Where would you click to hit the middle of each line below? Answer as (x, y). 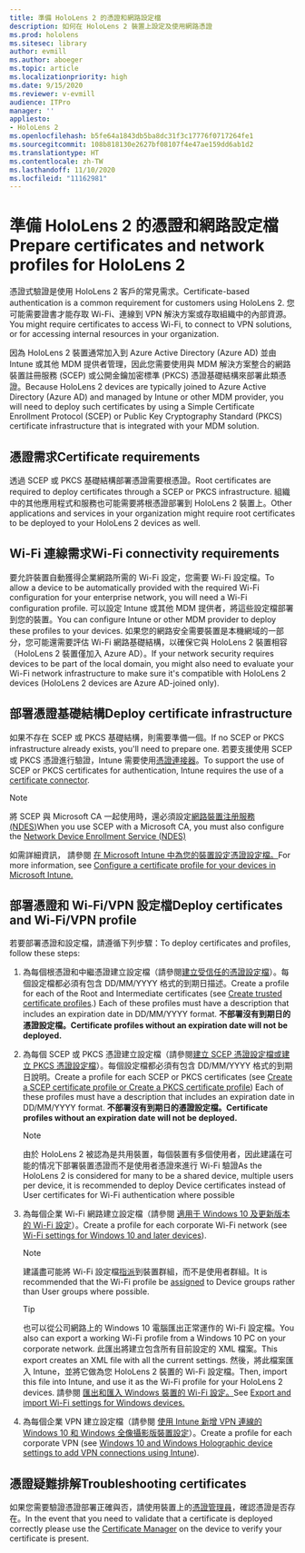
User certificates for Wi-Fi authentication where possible (128, 1195)
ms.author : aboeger (46, 60)
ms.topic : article (44, 69)
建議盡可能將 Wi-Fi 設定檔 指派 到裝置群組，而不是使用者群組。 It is (145, 1271)
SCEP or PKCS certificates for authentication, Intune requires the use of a (147, 770)
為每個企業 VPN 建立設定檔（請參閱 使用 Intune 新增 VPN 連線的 (142, 1421)
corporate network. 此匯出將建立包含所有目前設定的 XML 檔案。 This (150, 1349)
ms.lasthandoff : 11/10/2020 (63, 170)
